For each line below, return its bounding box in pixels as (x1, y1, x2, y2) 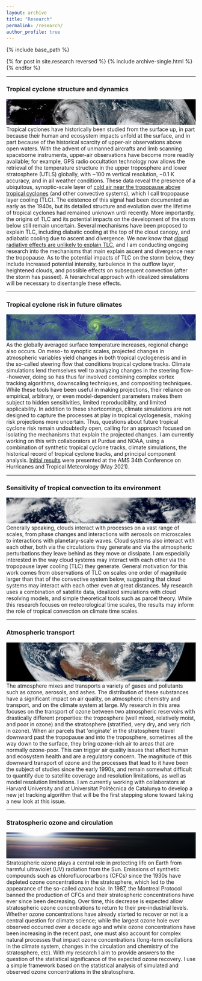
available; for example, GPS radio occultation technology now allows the (6, 158, 185, 165)
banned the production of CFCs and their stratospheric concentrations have (6, 891, 194, 898)
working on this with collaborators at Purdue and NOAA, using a (6, 437, 164, 444)
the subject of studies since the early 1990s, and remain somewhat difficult (6, 765, 192, 773)
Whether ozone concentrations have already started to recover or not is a (6, 910, 188, 918)
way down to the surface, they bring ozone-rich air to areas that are (6, 740, 174, 747)
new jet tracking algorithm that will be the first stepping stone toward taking (6, 791, 194, 799)
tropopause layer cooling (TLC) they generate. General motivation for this (6, 563, 188, 570)
